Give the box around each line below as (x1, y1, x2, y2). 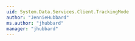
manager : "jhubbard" (6, 25, 59, 32)
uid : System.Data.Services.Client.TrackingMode (6, 8, 130, 15)
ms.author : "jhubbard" (6, 20, 64, 26)
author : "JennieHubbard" (6, 14, 69, 20)
